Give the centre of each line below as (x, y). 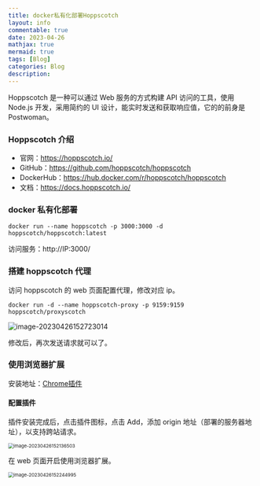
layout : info (29, 23)
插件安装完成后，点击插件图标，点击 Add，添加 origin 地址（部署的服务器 (127, 422)
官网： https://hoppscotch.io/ (66, 157)
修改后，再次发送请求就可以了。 (60, 342)
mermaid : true (31, 52)
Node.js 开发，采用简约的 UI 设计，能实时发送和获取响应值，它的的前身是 (127, 107)
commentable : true (38, 30)
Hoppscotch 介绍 (41, 139)
